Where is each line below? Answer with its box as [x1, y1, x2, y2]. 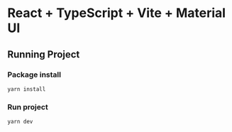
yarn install [7, 85, 46, 93]
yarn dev [7, 119, 33, 126]
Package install [7, 70, 62, 79]
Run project [7, 101, 48, 111]
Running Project [7, 48, 80, 60]
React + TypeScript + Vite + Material [7, 5, 226, 21]
